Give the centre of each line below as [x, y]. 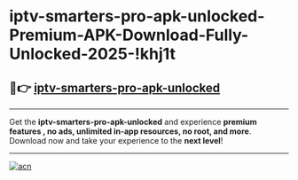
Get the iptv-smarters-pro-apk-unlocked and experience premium [133, 122]
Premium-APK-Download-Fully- [129, 35]
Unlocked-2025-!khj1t [92, 54]
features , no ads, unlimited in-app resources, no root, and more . [130, 131]
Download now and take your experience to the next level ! [116, 141]
